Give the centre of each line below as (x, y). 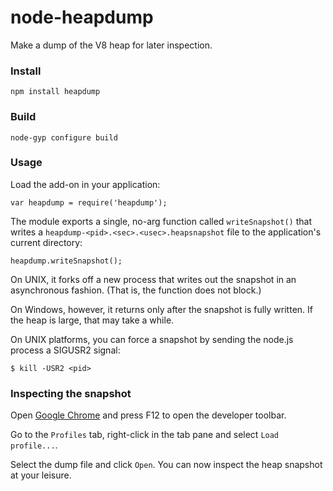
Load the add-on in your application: (85, 184)
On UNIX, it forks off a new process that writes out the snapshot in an (153, 279)
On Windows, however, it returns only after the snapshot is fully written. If (161, 309)
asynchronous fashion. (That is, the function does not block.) (136, 290)
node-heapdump (82, 17)
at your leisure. (41, 475)
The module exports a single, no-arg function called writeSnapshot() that (161, 221)
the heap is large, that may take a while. (92, 320)
